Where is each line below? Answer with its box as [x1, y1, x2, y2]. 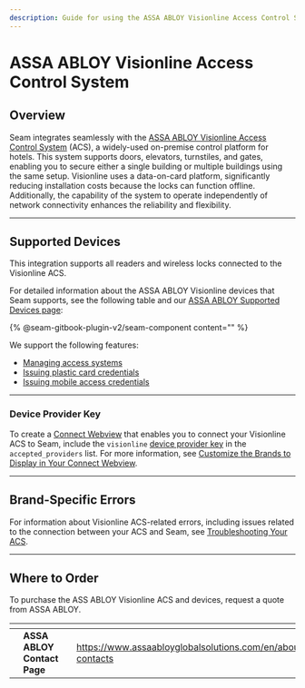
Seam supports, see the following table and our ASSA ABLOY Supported [9, 295, 280, 306]
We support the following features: [9, 339, 139, 350]
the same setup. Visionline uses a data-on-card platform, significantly [9, 170, 271, 182]
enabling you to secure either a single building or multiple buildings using [9, 161, 283, 172]
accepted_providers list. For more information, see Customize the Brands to [9, 447, 291, 458]
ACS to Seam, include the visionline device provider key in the [9, 437, 247, 449]
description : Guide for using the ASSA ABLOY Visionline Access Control [9, 13, 290, 23]
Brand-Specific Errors [9, 492, 136, 508]
